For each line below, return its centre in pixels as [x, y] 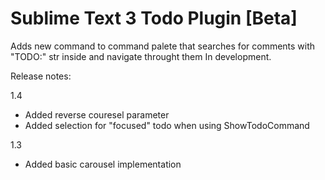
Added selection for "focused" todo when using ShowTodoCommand [167, 125]
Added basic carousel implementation [103, 164]
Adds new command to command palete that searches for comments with [163, 46]
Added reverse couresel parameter [97, 114]
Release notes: [41, 76]
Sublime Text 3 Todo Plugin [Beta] [154, 18]
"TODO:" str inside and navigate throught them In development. [141, 56]
